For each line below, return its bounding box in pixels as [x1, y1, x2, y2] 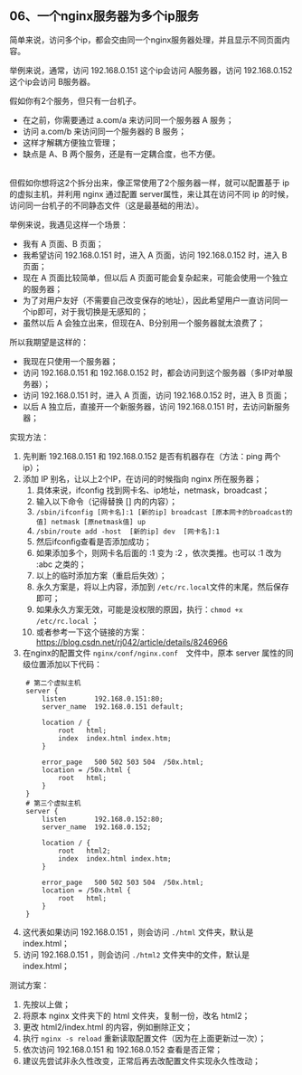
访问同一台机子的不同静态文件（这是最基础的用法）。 [9, 200, 203, 211]
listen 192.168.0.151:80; [42, 694, 165, 703]
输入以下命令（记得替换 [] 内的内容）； [35, 495, 178, 506]
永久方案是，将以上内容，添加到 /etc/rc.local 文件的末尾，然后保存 [35, 581, 289, 592]
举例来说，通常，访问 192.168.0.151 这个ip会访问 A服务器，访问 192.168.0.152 [9, 64, 293, 75]
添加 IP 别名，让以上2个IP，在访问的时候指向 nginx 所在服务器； [22, 473, 262, 484]
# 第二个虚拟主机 [25, 678, 81, 687]
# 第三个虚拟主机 [25, 798, 81, 807]
